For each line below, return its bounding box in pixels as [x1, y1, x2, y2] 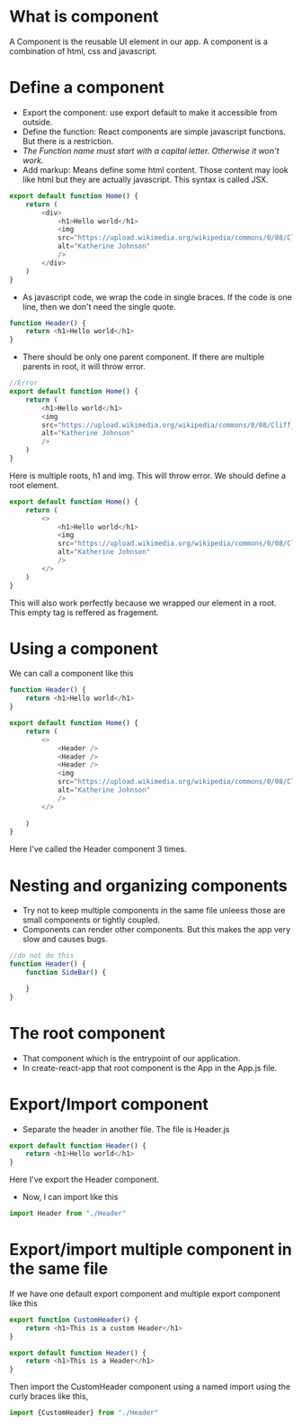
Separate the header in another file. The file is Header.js [22, 1123, 230, 1134]
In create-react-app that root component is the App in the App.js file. [22, 1062, 278, 1073]
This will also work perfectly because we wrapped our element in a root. [9, 597, 277, 608]
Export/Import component [9, 1094, 209, 1114]
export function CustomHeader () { [9, 1315, 139, 1324]
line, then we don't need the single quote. [22, 301, 177, 312]
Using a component [9, 638, 159, 659]
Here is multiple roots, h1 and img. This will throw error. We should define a [9, 470, 286, 481]
